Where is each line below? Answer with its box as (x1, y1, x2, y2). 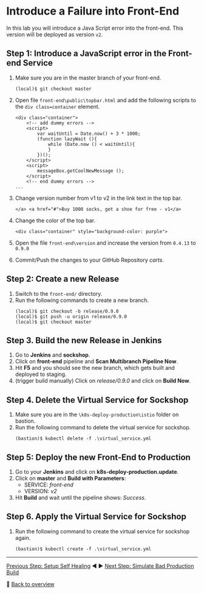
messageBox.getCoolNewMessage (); (37, 168, 124, 174)
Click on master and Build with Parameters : (15, 475, 126, 482)
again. (15, 534, 31, 541)
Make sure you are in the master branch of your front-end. (15, 74, 161, 81)
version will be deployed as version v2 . (6, 30, 103, 38)
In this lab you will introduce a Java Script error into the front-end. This (6, 24, 184, 32)
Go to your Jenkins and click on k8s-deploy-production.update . (15, 468, 179, 475)
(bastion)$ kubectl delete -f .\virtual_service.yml (15, 435, 152, 442)
